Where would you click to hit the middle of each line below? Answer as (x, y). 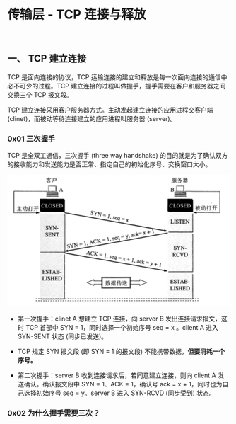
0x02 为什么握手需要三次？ (54, 413)
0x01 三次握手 (31, 139)
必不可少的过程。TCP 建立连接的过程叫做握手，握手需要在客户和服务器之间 (117, 86)
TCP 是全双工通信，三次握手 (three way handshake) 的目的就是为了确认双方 (118, 156)
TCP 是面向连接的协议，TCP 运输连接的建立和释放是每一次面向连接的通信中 (117, 77)
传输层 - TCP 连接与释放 (77, 15)
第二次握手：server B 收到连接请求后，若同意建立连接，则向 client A (117, 375)
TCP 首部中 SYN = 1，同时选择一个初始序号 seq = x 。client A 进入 (122, 327)
